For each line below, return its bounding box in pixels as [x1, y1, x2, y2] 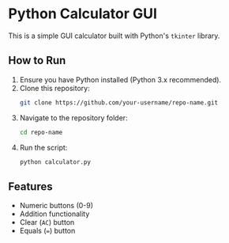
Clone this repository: [19, 83, 90, 93]
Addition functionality [19, 209, 90, 218]
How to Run [8, 54, 66, 67]
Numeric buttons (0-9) [19, 201, 93, 211]
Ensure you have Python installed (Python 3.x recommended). [19, 74, 222, 84]
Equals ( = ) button [19, 226, 76, 236]
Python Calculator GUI [8, 5, 158, 23]
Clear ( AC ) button [19, 218, 75, 227]
